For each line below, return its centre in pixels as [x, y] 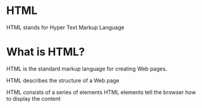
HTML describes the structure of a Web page [63, 80]
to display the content [33, 98]
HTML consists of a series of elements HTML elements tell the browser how [101, 92]
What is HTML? [45, 52]
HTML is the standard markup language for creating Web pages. [87, 69]
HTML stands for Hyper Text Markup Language [65, 27]
